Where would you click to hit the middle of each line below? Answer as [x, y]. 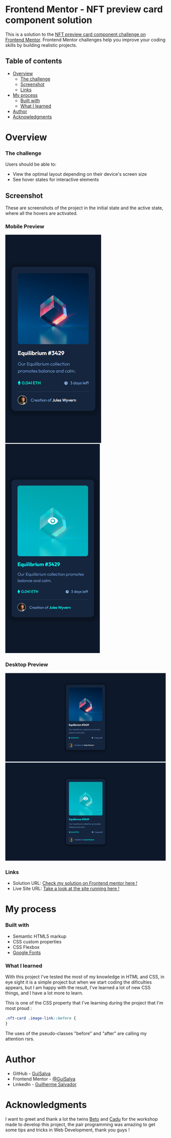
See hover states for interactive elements [56, 180]
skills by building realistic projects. [41, 45]
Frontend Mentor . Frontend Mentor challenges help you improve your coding [85, 40]
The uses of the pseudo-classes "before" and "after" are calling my [76, 1033]
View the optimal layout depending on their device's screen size [80, 174]
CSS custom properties [37, 941]
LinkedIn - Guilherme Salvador [45, 1084]
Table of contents [34, 61]
